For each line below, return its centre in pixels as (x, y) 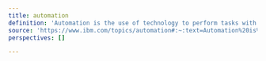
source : (21, 30)
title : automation (38, 15)
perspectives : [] (37, 38)
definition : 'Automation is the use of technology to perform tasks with (133, 23)
